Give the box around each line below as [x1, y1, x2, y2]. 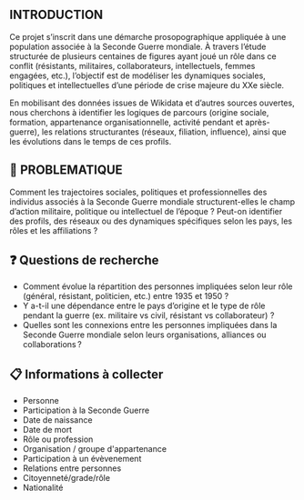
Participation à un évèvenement [22, 454, 142, 465]
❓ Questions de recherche [9, 253, 159, 268]
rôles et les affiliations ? [9, 225, 98, 235]
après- [245, 116, 270, 127]
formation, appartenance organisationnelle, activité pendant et [9, 116, 244, 127]
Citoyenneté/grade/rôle [22, 473, 111, 484]
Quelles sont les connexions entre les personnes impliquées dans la [22, 320, 278, 331]
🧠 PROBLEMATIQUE [9, 163, 123, 178]
